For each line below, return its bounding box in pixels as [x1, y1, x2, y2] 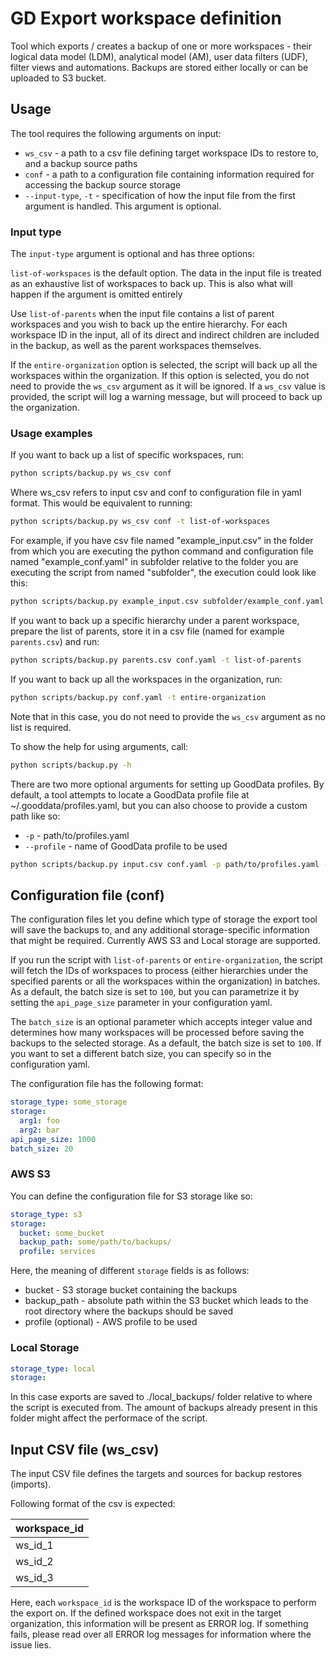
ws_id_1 [15, 1538, 54, 1552]
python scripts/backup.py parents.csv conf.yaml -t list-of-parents [10, 655, 302, 665]
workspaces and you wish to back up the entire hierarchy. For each [10, 318, 288, 331]
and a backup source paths [24, 157, 138, 169]
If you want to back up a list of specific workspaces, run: [10, 449, 245, 461]
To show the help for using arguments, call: [10, 740, 189, 752]
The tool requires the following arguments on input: [10, 127, 222, 139]
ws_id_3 [15, 1571, 54, 1585]
